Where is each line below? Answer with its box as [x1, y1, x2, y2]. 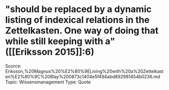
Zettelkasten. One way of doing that [5, 25, 159, 36]
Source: [5, 63, 22, 69]
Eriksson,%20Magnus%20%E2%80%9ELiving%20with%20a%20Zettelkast [5, 68, 164, 74]
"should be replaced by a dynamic [5, 4, 152, 15]
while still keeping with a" [5, 36, 115, 47]
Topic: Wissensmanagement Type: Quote [5, 79, 91, 85]
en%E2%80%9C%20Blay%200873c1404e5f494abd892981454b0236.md [5, 73, 160, 79]
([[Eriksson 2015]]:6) [5, 46, 94, 58]
